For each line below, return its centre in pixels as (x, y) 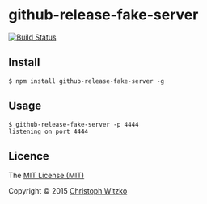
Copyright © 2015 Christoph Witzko (68, 191)
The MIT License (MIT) (46, 176)
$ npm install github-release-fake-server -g (86, 81)
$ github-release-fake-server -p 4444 (74, 124)
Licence (29, 156)
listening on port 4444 (49, 131)
